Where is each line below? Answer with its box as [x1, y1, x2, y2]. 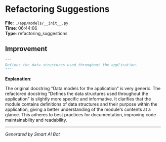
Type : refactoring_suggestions [5, 30, 68, 36]
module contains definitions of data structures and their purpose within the [5, 101, 158, 107]
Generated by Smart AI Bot [5, 131, 60, 137]
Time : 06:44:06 [5, 25, 38, 31]
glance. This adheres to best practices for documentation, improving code [5, 112, 157, 118]
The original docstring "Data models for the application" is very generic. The [5, 86, 161, 92]
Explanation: [5, 76, 32, 82]
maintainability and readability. [5, 117, 68, 123]
